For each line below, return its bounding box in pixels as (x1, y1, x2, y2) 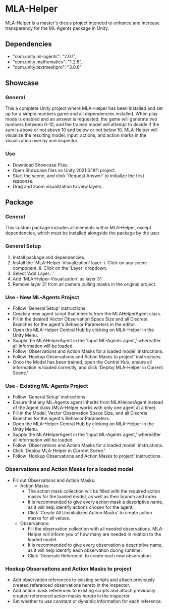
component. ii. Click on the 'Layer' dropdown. (12, 265, 107, 271)
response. (12, 178, 34, 184)
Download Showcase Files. (12, 161, 69, 168)
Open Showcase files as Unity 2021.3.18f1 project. (12, 167, 116, 173)
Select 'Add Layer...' (12, 270, 54, 276)
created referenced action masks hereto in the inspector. (12, 593, 131, 599)
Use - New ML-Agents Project (5, 294, 80, 301)
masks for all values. (27, 515, 71, 521)
